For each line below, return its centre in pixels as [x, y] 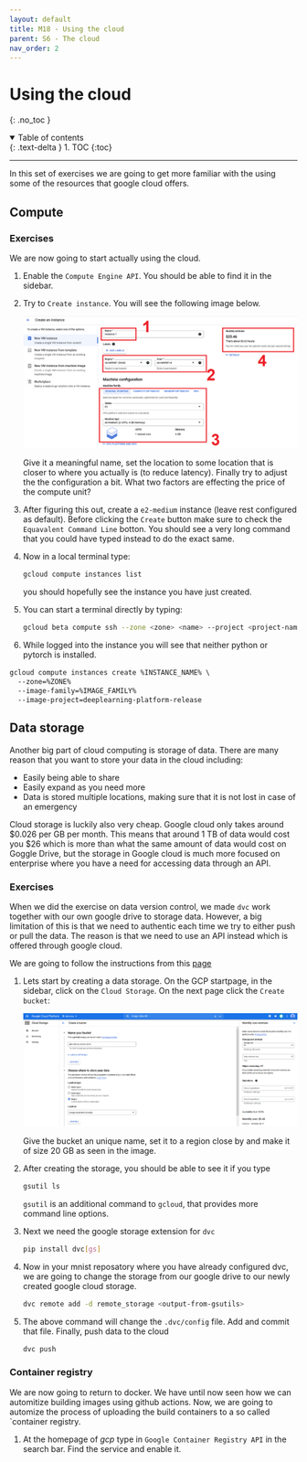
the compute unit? [57, 492]
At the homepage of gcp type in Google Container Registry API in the [154, 1439]
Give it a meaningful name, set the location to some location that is [148, 463]
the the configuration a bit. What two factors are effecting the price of [154, 482]
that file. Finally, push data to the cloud [95, 1331]
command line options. [66, 1213]
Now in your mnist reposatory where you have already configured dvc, [156, 1266]
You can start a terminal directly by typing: [102, 609]
